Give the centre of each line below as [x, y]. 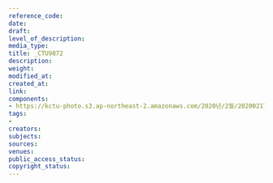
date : [17, 23]
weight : [22, 69]
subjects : [25, 136]
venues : [22, 151]
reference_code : [36, 16]
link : [17, 91]
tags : [17, 114]
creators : [25, 129]
